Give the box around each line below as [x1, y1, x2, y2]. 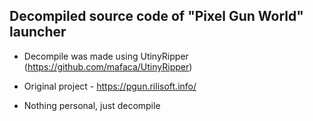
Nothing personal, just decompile [23, 99, 161, 111]
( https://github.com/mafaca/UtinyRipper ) [23, 60, 193, 73]
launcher [9, 24, 67, 41]
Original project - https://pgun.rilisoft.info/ [23, 80, 197, 92]
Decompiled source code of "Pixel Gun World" [9, 8, 304, 25]
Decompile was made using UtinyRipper [23, 50, 189, 62]
